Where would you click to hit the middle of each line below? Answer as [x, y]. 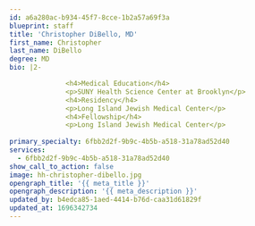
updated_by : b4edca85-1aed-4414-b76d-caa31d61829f [106, 200]
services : [28, 150]
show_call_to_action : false [62, 166]
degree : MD [30, 59]
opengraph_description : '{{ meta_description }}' [104, 192]
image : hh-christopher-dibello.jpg [76, 175]
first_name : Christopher [55, 42]
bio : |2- [25, 68]
